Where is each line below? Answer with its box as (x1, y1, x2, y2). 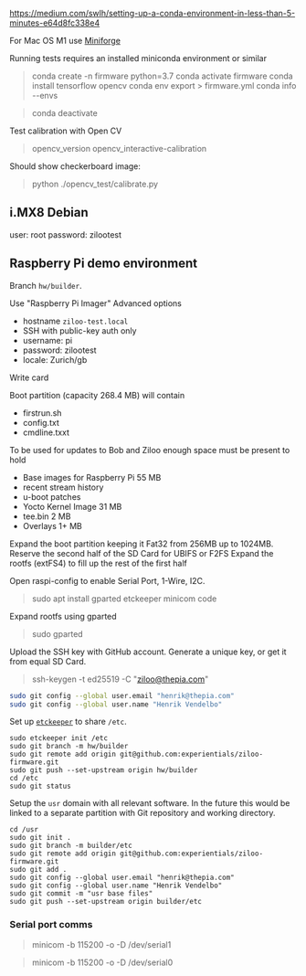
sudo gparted (31, 628, 84, 639)
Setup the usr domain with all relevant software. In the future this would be (9, 798, 290, 809)
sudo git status (9, 781, 71, 791)
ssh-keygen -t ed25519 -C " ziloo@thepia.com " (31, 674, 209, 684)
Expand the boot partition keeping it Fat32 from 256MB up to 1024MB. (9, 538, 274, 549)
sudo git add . (9, 865, 68, 875)
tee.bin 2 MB (22, 511, 71, 522)
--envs (31, 90, 58, 101)
